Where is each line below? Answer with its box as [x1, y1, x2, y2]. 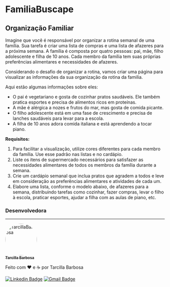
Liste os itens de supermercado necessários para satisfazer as [12, 156, 144, 163]
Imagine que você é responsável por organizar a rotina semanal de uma [5, 37, 155, 43]
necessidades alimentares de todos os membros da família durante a [12, 162, 157, 168]
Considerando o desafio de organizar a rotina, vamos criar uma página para [5, 69, 163, 75]
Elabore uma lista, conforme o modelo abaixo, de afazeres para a [12, 184, 149, 189]
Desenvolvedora [5, 207, 47, 214]
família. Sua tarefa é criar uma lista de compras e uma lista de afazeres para [5, 43, 164, 49]
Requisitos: [5, 136, 30, 142]
